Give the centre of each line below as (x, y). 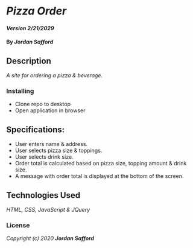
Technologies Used (43, 195)
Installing (20, 91)
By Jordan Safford (30, 42)
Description (29, 61)
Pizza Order (36, 11)
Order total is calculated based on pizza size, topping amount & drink (101, 164)
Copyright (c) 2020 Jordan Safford (50, 238)
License (18, 226)
